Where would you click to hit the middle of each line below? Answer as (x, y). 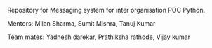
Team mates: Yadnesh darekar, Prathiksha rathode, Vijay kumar (99, 37)
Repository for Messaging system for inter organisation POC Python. (106, 10)
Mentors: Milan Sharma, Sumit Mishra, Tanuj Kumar (81, 23)
